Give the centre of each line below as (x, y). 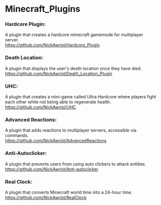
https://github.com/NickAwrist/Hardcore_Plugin (52, 45)
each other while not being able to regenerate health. (58, 102)
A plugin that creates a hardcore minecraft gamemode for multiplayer (74, 35)
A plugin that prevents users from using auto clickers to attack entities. (76, 164)
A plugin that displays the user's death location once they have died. (73, 68)
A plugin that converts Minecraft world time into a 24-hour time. (69, 192)
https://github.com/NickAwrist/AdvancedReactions (56, 141)
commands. (17, 135)
